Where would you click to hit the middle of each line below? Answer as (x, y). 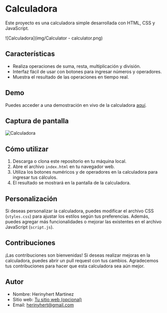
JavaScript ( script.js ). (30, 227)
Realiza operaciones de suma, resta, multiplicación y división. (77, 66)
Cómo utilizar (27, 149)
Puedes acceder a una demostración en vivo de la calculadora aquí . (76, 105)
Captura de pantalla (37, 121)
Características (30, 54)
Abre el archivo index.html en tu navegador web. (64, 167)
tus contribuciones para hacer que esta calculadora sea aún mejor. (75, 266)
